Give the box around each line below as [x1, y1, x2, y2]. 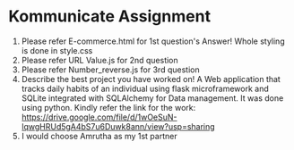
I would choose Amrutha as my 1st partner [21, 130, 177, 141]
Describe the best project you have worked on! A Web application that [21, 73, 281, 84]
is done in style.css [21, 45, 93, 55]
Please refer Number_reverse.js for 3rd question [21, 64, 200, 75]
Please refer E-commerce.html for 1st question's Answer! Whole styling [21, 36, 285, 46]
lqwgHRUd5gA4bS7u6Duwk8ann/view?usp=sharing [21, 121, 216, 131]
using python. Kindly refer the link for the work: [21, 102, 196, 112]
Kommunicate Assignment [8, 6, 212, 27]
